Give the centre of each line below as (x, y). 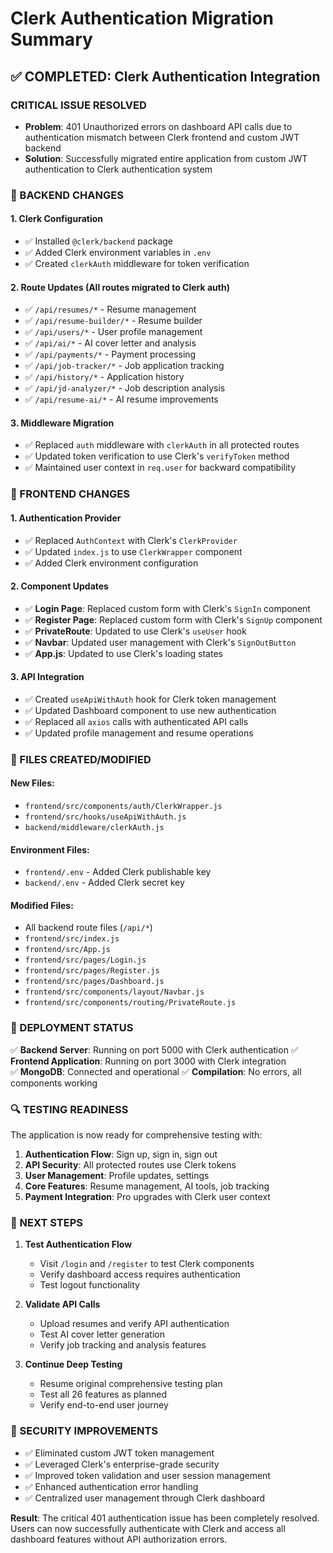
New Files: (32, 783)
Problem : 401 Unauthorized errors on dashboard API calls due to (158, 126)
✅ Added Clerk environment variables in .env (118, 252)
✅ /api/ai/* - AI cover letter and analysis (110, 343)
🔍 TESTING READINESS (69, 1109)
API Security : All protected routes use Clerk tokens (130, 1165)
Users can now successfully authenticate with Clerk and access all (148, 1528)
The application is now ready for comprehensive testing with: (136, 1135)
